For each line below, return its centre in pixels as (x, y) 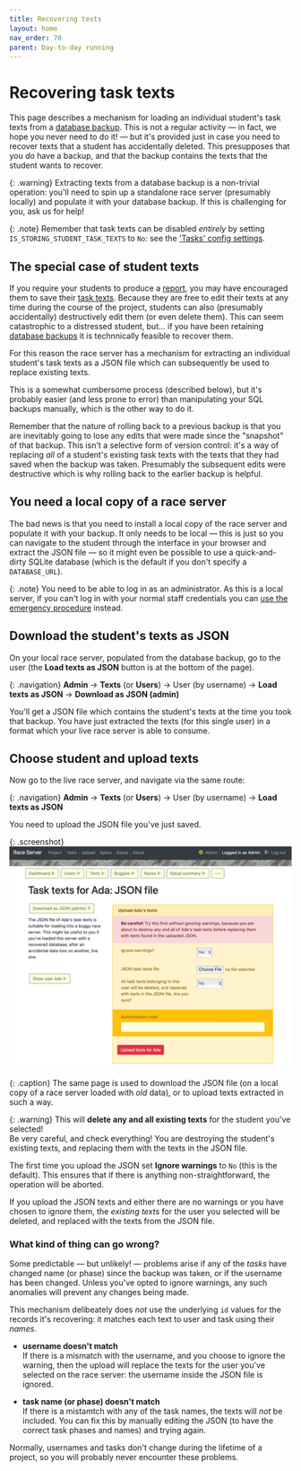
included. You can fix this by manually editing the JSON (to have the (148, 1421)
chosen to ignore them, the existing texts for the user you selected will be (145, 1212)
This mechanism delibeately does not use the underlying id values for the (146, 1309)
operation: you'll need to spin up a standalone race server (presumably (140, 192)
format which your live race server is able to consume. (110, 731)
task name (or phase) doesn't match (91, 1402)
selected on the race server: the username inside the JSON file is (142, 1375)
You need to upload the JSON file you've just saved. (105, 825)
